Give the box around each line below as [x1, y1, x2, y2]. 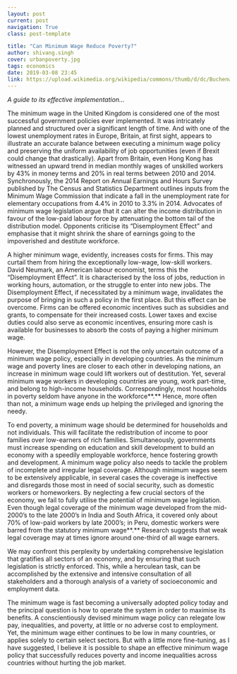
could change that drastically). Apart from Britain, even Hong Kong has [7, 153, 213, 163]
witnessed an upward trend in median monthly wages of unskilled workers [7, 161, 224, 170]
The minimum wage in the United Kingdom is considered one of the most [7, 109, 220, 117]
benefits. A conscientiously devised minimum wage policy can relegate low [7, 613, 226, 622]
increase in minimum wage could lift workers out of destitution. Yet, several [7, 369, 226, 378]
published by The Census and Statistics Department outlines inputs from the [7, 184, 229, 192]
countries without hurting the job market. [7, 658, 126, 667]
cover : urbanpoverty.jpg [7, 56, 80, 64]
